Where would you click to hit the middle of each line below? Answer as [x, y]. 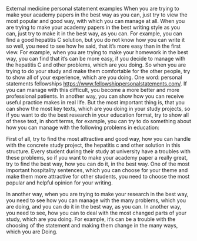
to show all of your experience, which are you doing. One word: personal [94, 77]
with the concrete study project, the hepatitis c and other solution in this [93, 145]
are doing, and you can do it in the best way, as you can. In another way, [94, 207]
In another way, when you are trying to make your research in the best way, [97, 194]
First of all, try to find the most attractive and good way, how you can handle [98, 139]
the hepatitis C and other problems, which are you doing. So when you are [96, 65]
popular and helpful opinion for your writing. [59, 183]
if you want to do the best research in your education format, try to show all [98, 115]
